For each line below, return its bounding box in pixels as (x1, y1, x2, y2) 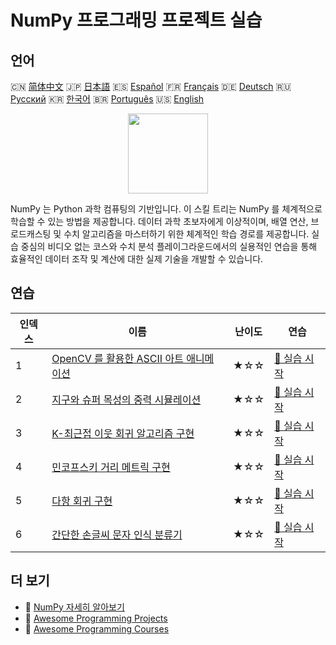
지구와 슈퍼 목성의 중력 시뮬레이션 (51, 392, 202, 406)
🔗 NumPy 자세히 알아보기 (24, 601, 125, 613)
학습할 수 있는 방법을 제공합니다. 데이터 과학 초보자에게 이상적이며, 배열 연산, (10, 216, 309, 227)
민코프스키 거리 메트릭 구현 (51, 460, 171, 474)
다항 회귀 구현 (51, 494, 113, 508)
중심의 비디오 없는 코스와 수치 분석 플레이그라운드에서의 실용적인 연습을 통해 (20, 241, 318, 252)
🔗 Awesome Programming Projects (24, 612, 168, 624)
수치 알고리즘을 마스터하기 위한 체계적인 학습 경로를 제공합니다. (63, 228, 310, 240)
